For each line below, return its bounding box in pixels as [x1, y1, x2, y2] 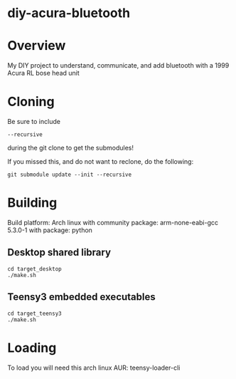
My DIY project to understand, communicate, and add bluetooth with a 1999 [7, 61, 230, 70]
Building [7, 194, 58, 211]
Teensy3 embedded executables [7, 291, 156, 303]
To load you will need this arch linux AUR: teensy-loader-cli [7, 363, 181, 372]
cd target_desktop [7, 265, 62, 272]
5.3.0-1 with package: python [7, 226, 92, 234]
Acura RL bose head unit [7, 69, 80, 78]
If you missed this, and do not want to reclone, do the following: [7, 157, 194, 166]
